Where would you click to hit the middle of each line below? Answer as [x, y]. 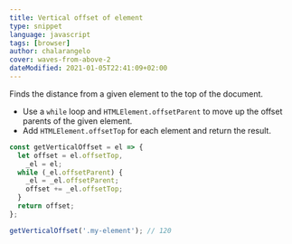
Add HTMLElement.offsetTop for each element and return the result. [146, 130]
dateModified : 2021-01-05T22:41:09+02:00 [89, 69]
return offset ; [46, 206]
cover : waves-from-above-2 [60, 60]
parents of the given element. [77, 121]
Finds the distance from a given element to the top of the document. [137, 94]
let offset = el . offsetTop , [71, 155]
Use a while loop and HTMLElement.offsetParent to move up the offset [152, 111]
